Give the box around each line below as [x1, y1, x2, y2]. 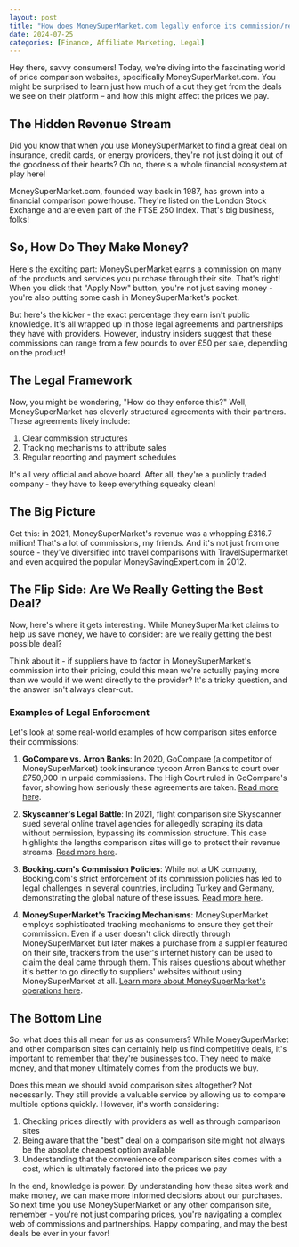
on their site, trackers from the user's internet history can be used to [21, 947, 273, 958]
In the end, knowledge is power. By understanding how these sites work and [9, 1181, 289, 1192]
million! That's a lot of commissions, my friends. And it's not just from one [9, 537, 279, 548]
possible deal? [9, 639, 62, 649]
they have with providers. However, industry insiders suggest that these [9, 328, 273, 338]
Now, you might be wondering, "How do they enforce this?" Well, [9, 396, 247, 407]
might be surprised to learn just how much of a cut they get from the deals [9, 81, 282, 92]
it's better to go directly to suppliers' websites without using [21, 966, 242, 976]
